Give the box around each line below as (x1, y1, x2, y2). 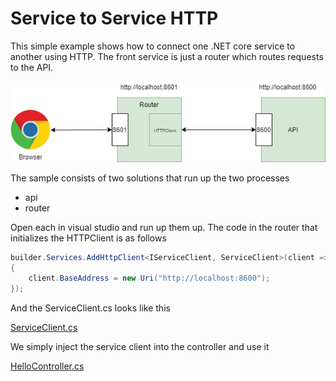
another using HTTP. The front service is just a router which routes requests (10, 50, 324, 62)
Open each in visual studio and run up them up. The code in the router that (10, 221, 318, 233)
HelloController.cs (10, 360, 85, 372)
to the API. (10, 61, 54, 73)
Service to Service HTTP (10, 7, 219, 30)
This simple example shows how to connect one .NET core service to (10, 40, 296, 52)
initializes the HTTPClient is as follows (10, 232, 167, 244)
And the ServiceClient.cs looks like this (10, 302, 171, 314)
